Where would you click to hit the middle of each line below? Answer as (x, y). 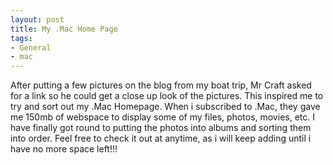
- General (31, 47)
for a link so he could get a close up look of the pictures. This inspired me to (167, 96)
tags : (21, 38)
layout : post (37, 19)
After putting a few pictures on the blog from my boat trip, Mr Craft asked (161, 85)
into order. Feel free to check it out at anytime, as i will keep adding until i (161, 138)
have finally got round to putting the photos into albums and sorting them (161, 128)
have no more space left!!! (64, 149)
